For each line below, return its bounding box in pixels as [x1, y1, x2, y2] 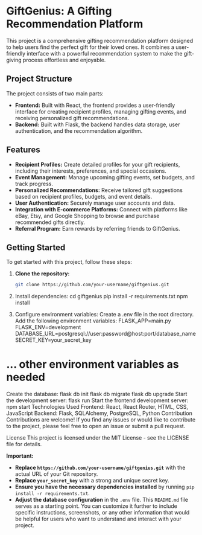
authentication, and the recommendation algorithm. [14, 127, 143, 134]
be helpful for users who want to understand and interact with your [14, 515, 182, 523]
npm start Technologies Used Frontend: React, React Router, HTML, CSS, [6, 403, 189, 411]
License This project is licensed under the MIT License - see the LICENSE [6, 434, 189, 441]
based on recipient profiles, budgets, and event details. [14, 193, 153, 200]
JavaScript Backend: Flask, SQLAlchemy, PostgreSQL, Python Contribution [6, 409, 193, 417]
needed [6, 370, 45, 384]
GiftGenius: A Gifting [6, 4, 112, 18]
